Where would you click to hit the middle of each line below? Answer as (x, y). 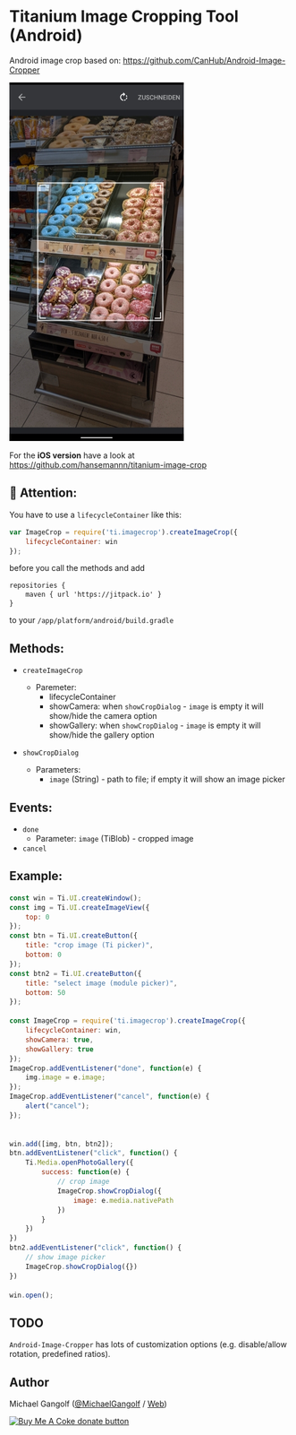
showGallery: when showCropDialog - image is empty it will (155, 726)
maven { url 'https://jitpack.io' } (94, 595)
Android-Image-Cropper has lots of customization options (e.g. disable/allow (148, 1344)
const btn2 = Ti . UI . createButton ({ (76, 973)
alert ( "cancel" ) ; (58, 1106)
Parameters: (58, 770)
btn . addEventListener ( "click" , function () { (93, 1154)
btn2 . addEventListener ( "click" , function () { (95, 1248)
